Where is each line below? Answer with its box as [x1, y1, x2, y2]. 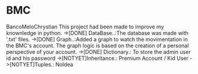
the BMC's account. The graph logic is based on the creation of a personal [6, 42, 189, 49]
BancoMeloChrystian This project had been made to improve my [6, 23, 165, 30]
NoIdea [55, 60, 73, 68]
